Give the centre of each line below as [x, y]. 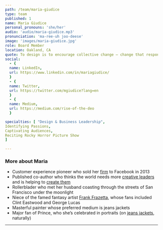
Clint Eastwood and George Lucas [46, 203]
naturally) [22, 218]
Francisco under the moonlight [43, 192]
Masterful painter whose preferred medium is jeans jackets [71, 208]
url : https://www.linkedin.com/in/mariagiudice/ [59, 73]
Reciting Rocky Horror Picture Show [42, 135]
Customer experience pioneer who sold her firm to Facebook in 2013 [81, 172]
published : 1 [18, 18]
